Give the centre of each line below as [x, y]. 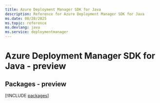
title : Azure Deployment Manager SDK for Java [53, 9]
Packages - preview [36, 84]
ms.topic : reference [26, 23]
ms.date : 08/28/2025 [26, 18]
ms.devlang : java [23, 28]
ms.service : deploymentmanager [37, 32]
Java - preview [36, 66]
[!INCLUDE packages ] [27, 96]
